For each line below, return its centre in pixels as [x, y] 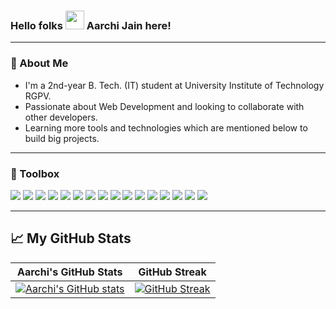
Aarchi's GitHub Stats [69, 272]
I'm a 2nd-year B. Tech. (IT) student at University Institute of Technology [174, 85]
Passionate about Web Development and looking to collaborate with [164, 106]
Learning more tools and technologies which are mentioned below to [166, 127]
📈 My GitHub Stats [71, 238]
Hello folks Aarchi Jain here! [91, 25]
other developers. [61, 117]
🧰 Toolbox [35, 173]
